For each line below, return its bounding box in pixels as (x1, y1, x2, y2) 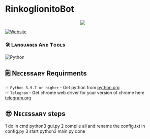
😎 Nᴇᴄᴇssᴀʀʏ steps (5, 110, 65, 118)
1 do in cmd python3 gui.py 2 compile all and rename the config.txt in (5, 123, 145, 129)
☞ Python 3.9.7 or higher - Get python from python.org (5, 85, 120, 91)
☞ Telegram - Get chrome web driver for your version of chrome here (5, 90, 145, 96)
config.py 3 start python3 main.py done (5, 128, 86, 134)
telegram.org (5, 95, 31, 101)
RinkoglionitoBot (5, 3, 75, 15)
